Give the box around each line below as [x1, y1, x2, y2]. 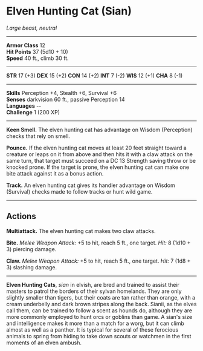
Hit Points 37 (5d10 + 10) [6, 48, 68, 55]
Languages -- [6, 102, 42, 110]
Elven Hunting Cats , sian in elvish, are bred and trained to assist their [6, 281, 180, 288]
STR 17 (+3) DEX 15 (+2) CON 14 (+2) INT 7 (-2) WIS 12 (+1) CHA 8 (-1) [6, 71, 183, 79]
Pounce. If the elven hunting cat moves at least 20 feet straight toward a [6, 144, 187, 151]
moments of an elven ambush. [6, 339, 82, 346]
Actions [6, 211, 36, 221]
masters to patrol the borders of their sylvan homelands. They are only [6, 287, 182, 295]
